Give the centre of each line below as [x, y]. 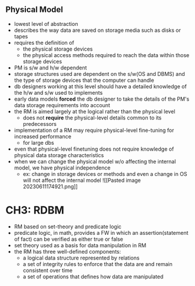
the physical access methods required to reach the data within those [106, 55]
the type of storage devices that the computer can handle [84, 80]
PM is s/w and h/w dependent [50, 68]
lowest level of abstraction [46, 24]
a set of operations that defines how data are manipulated [93, 277]
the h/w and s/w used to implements [58, 92]
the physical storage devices [58, 49]
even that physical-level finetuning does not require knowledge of [94, 149]
